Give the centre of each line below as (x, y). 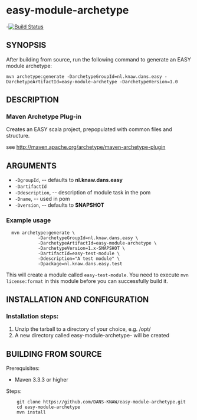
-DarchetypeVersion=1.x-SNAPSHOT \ (81, 248)
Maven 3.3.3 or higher (42, 380)
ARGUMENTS (32, 166)
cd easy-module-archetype (49, 407)
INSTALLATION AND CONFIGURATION (78, 299)
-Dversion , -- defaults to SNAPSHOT (59, 205)
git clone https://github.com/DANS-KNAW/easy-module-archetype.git (101, 402)
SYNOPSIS (26, 45)
